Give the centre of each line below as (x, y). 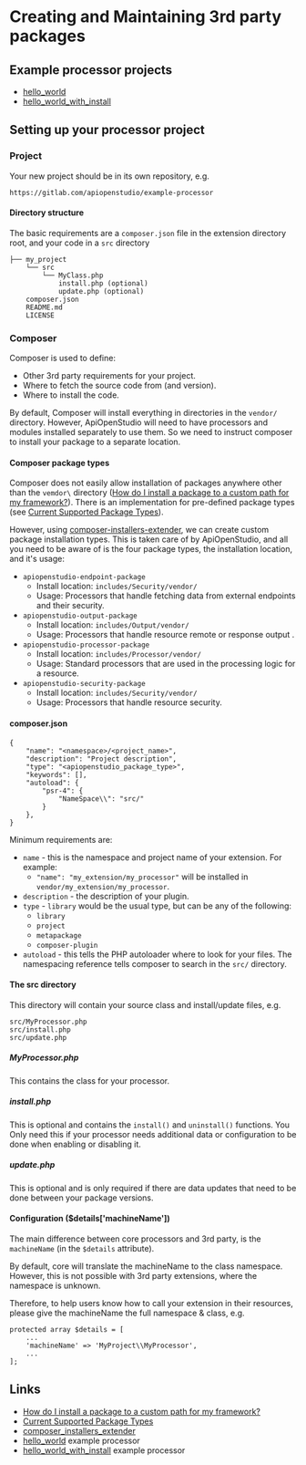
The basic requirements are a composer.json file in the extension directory (148, 233)
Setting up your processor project (107, 130)
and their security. (70, 606)
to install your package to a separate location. (95, 442)
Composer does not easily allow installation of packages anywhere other (146, 483)
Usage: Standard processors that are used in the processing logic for (166, 664)
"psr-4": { (63, 791)
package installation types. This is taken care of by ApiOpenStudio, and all (149, 539)
